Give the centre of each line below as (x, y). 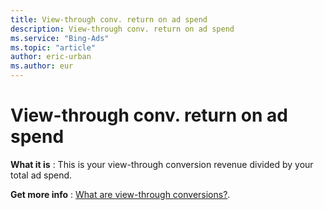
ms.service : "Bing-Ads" (60, 38)
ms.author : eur (42, 66)
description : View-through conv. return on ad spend (122, 29)
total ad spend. (41, 175)
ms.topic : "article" (53, 47)
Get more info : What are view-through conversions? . (120, 194)
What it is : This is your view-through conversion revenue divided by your (162, 164)
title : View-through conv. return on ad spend (109, 19)
